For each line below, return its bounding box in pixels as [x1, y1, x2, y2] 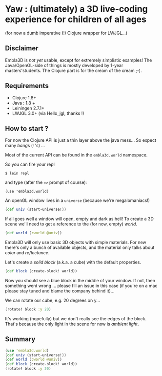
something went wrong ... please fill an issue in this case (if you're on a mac [5, 283, 158, 288]
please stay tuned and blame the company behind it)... [5, 288, 115, 294]
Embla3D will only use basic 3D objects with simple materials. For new [5, 240, 146, 245]
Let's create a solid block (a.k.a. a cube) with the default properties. [5, 259, 142, 265]
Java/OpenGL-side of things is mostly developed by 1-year [5, 62, 123, 68]
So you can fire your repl [5, 161, 55, 167]
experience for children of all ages [5, 14, 146, 25]
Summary [5, 335, 36, 343]
